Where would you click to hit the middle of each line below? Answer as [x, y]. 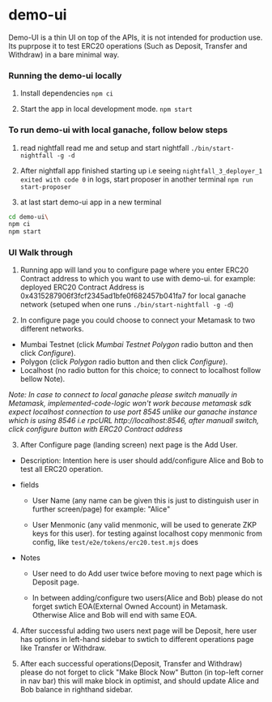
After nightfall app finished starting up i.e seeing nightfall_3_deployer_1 [141, 170]
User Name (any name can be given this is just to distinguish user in [145, 501]
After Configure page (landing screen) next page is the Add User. [129, 445]
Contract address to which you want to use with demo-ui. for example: [138, 279]
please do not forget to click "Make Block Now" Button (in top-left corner [142, 672]
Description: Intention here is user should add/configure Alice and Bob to [142, 460]
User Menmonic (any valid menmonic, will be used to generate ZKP [144, 525]
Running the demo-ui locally [65, 75]
